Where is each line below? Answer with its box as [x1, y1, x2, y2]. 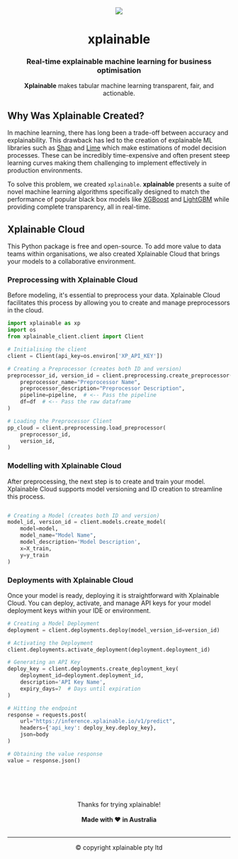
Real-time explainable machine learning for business [26, 57, 212, 67]
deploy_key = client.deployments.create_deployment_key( [7, 665, 179, 673]
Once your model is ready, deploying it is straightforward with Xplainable [7, 591, 220, 599]
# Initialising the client [7, 346, 87, 354]
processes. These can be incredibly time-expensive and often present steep [7, 151, 230, 160]
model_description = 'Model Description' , [20, 539, 141, 546]
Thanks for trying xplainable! [76, 800, 161, 809]
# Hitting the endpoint [7, 704, 78, 712]
